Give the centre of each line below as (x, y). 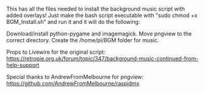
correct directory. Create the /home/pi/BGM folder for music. (83, 40)
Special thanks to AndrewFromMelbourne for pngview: (75, 77)
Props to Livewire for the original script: (56, 52)
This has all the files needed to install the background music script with (95, 9)
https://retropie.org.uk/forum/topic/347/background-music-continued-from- (103, 58)
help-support (23, 65)
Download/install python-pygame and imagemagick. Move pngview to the (99, 34)
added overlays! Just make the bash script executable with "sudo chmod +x (102, 15)
